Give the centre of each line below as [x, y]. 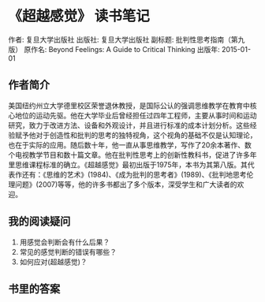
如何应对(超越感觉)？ [54, 262]
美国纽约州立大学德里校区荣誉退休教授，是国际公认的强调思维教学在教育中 [129, 105]
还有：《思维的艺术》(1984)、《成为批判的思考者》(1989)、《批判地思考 [134, 174]
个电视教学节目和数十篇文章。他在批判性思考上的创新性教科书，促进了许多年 [132, 155]
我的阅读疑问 [39, 222]
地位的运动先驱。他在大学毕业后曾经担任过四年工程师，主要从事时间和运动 [136, 115]
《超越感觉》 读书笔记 [79, 16]
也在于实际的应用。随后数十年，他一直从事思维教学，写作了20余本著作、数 [130, 145]
